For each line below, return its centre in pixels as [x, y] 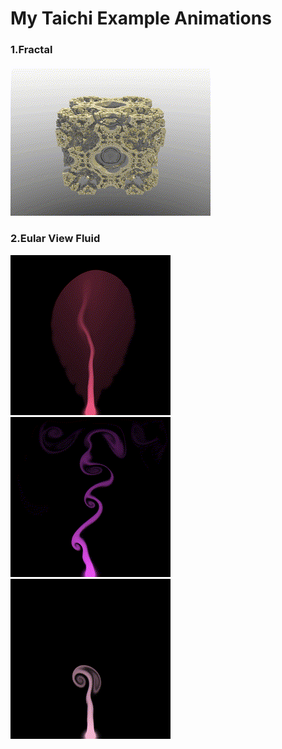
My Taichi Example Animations [141, 18]
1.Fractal [31, 50]
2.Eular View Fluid [55, 239]
